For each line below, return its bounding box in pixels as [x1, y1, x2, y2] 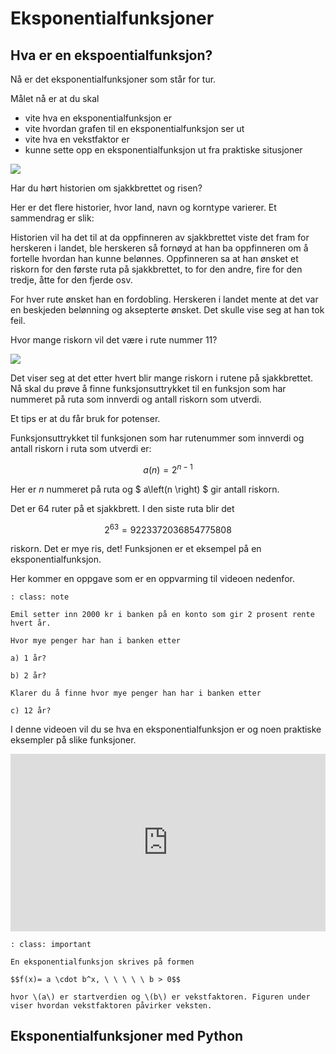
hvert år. [10, 618, 52, 629]
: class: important [10, 939, 92, 949]
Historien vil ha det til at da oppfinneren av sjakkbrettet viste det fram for [10, 232, 310, 243]
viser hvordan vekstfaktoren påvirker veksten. [10, 1000, 213, 1011]
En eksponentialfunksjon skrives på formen [10, 957, 195, 967]
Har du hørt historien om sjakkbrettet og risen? [10, 182, 203, 194]
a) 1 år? [10, 653, 47, 664]
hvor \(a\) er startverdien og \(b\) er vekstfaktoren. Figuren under [10, 992, 311, 1002]
